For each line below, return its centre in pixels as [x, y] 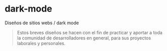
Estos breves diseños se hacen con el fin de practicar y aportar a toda [90, 32]
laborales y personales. [41, 43]
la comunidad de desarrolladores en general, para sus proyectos [84, 38]
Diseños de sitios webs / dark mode [42, 23]
